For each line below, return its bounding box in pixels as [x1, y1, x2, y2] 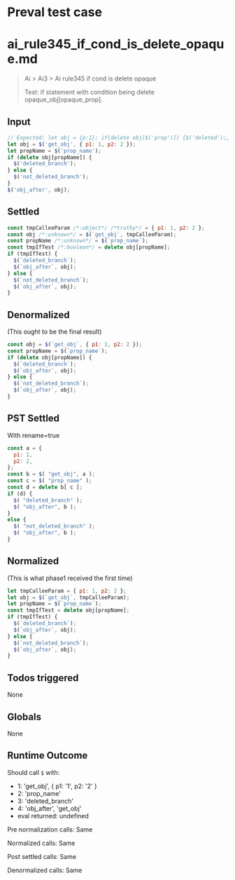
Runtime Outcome [7, 750, 88, 762]
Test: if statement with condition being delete [24, 88, 155, 97]
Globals [7, 710, 42, 722]
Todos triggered [7, 672, 79, 684]
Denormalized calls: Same [7, 866, 83, 874]
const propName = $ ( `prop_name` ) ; [7, 348, 108, 355]
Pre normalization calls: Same [7, 825, 93, 834]
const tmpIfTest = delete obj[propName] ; [7, 607, 130, 614]
